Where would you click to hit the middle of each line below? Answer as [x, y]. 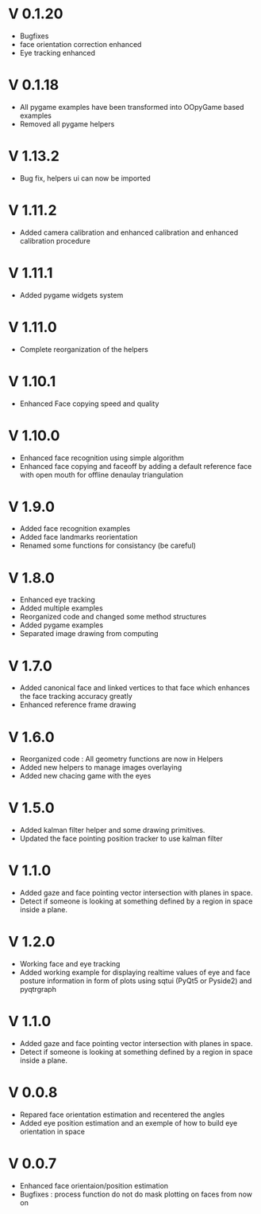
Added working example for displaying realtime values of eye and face [135, 973]
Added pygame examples [61, 625]
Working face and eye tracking [70, 964]
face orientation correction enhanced [81, 44]
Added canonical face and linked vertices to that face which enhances [134, 688]
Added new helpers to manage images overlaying [101, 767]
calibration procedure [55, 240]
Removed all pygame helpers [67, 123]
